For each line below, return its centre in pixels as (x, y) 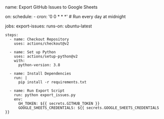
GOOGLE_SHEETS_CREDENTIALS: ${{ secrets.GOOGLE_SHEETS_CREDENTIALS (89, 108)
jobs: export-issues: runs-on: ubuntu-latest (49, 26)
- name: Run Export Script (37, 91)
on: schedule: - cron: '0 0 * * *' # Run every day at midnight (66, 16)
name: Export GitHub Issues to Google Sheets (51, 7)
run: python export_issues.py (45, 95)
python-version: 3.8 (39, 65)
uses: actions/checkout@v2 (41, 44)
